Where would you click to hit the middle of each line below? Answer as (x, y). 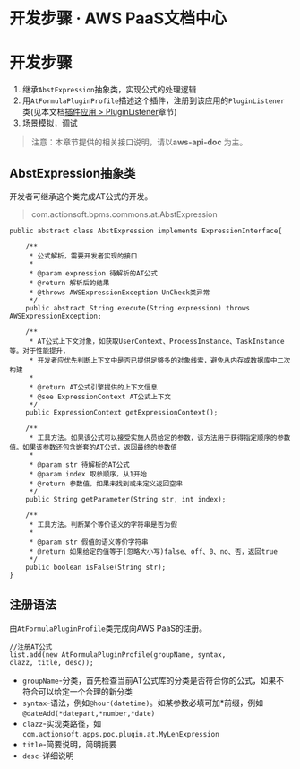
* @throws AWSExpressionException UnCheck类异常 (120, 293)
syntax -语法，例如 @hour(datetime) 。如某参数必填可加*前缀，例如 (143, 703)
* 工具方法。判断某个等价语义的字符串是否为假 (103, 524)
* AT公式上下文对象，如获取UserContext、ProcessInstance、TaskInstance (157, 341)
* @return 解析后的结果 (69, 283)
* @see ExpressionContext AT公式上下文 (100, 397)
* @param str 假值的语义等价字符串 (89, 542)
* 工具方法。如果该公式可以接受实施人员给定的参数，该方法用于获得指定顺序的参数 (160, 437)
